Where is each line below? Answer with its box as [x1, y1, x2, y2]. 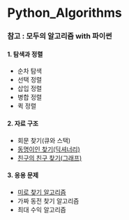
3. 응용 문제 [7, 171, 39, 179]
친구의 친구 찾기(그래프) [17, 153, 82, 162]
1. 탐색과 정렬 [7, 50, 43, 58]
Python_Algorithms [7, 5, 122, 21]
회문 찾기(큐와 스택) [17, 136, 71, 144]
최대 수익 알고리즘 [17, 205, 66, 214]
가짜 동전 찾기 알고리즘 [17, 196, 79, 205]
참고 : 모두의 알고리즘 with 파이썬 [7, 32, 112, 41]
